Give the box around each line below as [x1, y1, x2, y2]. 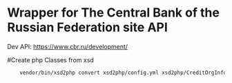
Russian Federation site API [7, 19, 168, 35]
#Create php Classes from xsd [7, 55, 95, 64]
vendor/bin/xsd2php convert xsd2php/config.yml [19, 69, 159, 76]
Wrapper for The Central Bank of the [7, 5, 220, 21]
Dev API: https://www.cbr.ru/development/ [7, 42, 128, 50]
